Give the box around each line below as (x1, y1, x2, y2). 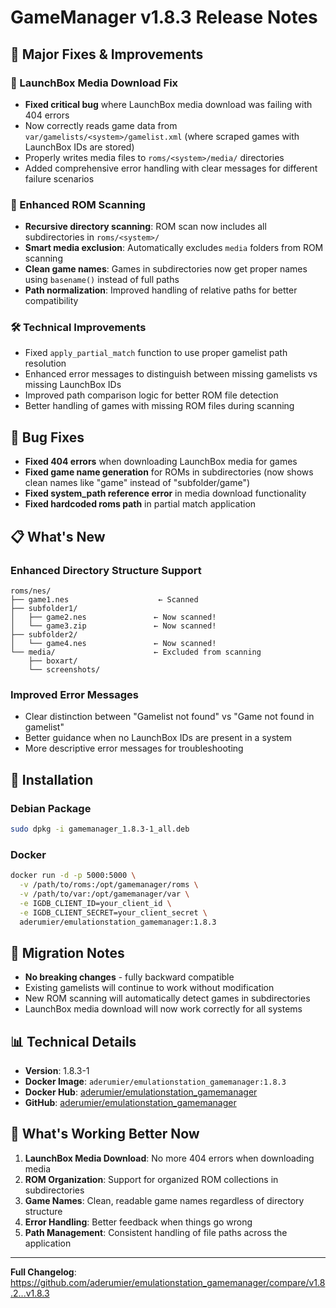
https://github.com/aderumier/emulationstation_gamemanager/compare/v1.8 (10, 1276, 326, 1288)
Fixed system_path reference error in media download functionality (24, 487, 307, 500)
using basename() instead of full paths (24, 274, 180, 286)
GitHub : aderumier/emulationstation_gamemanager (24, 1097, 237, 1108)
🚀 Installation (10, 771, 94, 788)
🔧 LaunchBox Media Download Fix (10, 76, 179, 90)
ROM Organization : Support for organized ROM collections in (24, 1173, 279, 1185)
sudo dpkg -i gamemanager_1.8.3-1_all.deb (10, 824, 190, 834)
